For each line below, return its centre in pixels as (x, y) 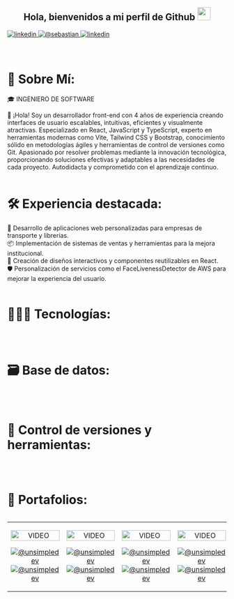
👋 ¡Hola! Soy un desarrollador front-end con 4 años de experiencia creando (116, 115)
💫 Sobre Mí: (41, 79)
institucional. (25, 253)
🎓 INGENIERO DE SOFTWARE (51, 99)
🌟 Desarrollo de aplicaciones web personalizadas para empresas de (105, 228)
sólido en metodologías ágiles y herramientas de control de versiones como (116, 144)
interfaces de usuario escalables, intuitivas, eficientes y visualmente (105, 122)
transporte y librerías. (38, 235)
